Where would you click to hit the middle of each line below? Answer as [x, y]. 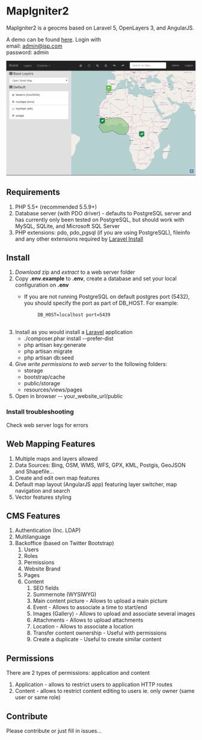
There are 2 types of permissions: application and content [78, 673]
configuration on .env [42, 285]
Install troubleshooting [40, 412]
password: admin [28, 52]
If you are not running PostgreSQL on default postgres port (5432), [107, 297]
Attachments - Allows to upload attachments [88, 620]
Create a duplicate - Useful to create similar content [97, 639]
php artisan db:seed [49, 358]
